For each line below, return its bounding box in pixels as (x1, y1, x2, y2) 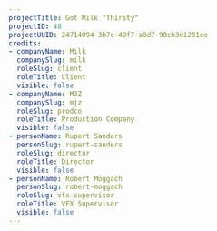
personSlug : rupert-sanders (16, 140, 123, 149)
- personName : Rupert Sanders (8, 132, 123, 141)
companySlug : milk (16, 55, 87, 65)
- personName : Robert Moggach (8, 174, 123, 183)
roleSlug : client (16, 65, 83, 74)
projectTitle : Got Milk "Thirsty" (8, 13, 140, 23)
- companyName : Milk (8, 47, 87, 56)
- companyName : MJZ (8, 89, 83, 98)
